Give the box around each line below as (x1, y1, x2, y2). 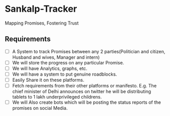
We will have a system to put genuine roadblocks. (12, 71, 117, 77)
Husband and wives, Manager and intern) (12, 54, 100, 60)
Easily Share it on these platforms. (12, 77, 84, 83)
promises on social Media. (12, 105, 68, 111)
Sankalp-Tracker (5, 3, 77, 15)
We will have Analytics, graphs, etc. (12, 65, 88, 72)
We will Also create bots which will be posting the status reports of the (12, 99, 161, 105)
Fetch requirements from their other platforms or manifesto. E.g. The (12, 83, 157, 89)
